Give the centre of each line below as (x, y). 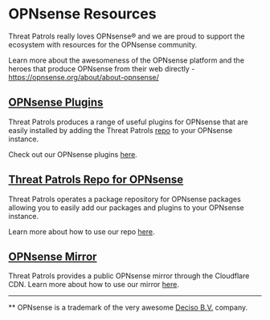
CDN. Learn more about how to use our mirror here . (94, 285)
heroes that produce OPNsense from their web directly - (102, 68)
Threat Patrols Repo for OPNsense (96, 180)
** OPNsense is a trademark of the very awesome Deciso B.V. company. (128, 308)
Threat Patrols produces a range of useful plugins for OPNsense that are (128, 122)
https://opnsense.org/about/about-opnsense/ (84, 77)
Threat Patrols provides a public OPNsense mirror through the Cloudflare (129, 276)
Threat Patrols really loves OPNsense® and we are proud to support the (127, 36)
